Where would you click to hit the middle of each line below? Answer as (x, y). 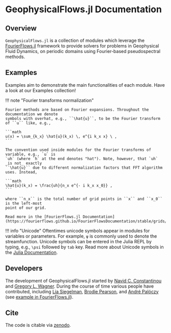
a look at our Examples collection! (41, 90)
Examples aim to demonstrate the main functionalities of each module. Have (85, 85)
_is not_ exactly (24, 163)
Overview (21, 28)
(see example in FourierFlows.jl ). (39, 297)
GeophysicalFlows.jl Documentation (83, 9)
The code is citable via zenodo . (38, 325)
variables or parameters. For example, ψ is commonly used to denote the (81, 236)
